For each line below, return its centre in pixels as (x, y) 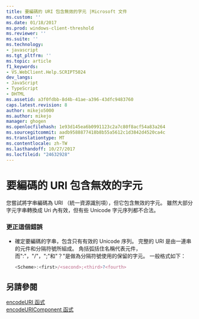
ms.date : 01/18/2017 (32, 22)
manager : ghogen (26, 122)
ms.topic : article (29, 61)
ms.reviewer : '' (26, 34)
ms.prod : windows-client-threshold (50, 28)
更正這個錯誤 (25, 227)
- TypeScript (22, 89)
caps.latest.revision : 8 (37, 105)
